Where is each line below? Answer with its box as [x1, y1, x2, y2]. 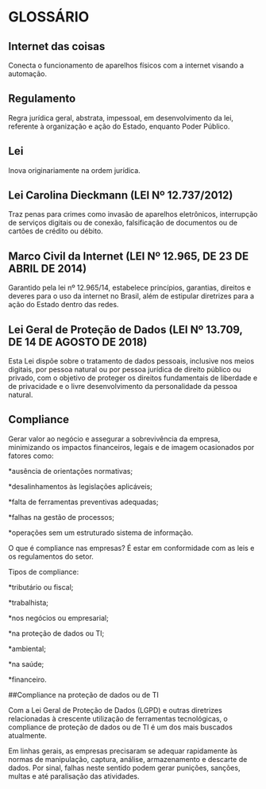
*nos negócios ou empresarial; [8, 613, 109, 622]
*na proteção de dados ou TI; [8, 628, 105, 638]
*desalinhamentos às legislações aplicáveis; [8, 481, 153, 491]
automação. [8, 69, 48, 79]
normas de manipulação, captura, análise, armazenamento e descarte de [8, 754, 248, 764]
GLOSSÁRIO [8, 8, 90, 26]
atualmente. [8, 730, 48, 740]
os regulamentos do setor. [8, 552, 94, 561]
